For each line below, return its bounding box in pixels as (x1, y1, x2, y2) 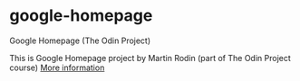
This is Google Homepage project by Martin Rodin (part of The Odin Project (9, 52, 292, 63)
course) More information (9, 62, 105, 73)
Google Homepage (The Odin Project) (9, 35, 151, 46)
